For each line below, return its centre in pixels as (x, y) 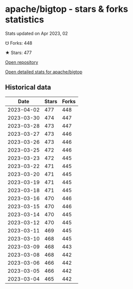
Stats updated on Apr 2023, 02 (36, 33)
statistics (25, 20)
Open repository (22, 62)
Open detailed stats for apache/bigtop (44, 72)
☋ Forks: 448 (19, 43)
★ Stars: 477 (18, 53)
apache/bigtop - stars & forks (66, 9)
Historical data (28, 87)
